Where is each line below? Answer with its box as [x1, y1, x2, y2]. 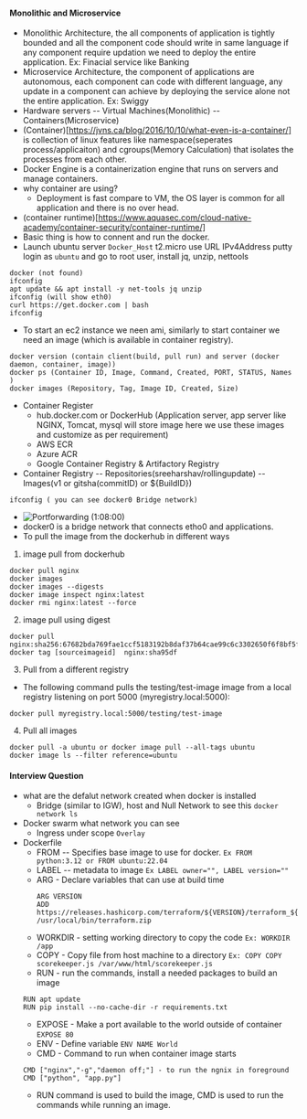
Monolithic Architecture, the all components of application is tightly [22, 27, 276, 38]
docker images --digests [9, 582, 104, 591]
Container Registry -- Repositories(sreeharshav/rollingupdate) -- [22, 468, 266, 479]
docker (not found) [9, 269, 84, 278]
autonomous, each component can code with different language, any [22, 76, 283, 87]
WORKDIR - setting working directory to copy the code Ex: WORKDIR [36, 932, 291, 943]
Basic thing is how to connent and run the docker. [22, 231, 210, 242]
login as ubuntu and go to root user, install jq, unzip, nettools [22, 251, 249, 262]
